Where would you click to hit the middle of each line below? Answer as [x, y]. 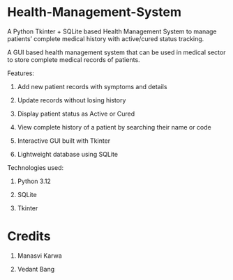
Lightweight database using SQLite [68, 154]
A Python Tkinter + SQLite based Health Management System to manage [112, 31]
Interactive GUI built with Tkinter [64, 141]
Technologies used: [36, 167]
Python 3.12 [34, 181]
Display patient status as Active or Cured [76, 114]
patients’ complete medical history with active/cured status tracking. [106, 38]
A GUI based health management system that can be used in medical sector [116, 52]
